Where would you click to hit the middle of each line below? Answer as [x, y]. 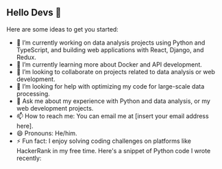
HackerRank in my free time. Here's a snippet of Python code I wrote [113, 150]
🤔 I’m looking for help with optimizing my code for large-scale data [110, 86]
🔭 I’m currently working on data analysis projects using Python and [111, 43]
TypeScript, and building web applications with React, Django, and [110, 49]
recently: [29, 158]
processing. [33, 93]
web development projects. [55, 108]
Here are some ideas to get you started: [63, 29]
